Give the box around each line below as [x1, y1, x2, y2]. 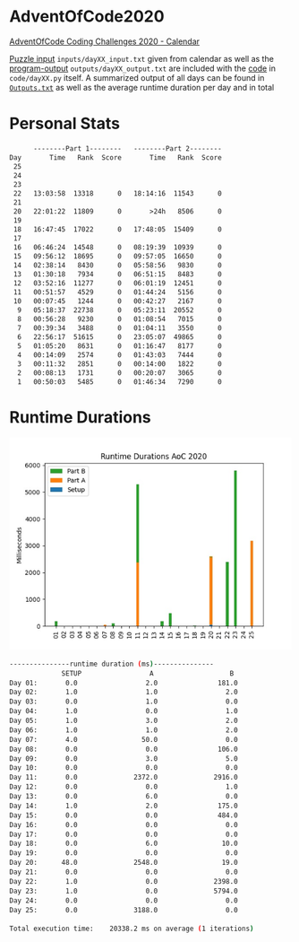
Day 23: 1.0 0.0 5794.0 [9, 886, 239, 895]
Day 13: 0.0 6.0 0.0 [9, 792, 239, 801]
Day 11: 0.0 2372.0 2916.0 [9, 773, 239, 782]
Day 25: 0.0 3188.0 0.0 [9, 905, 239, 914]
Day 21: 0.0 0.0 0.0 [9, 868, 239, 877]
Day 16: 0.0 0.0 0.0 [9, 820, 239, 829]
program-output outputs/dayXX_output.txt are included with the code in [9, 63, 276, 74]
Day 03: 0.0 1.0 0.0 [9, 697, 239, 706]
